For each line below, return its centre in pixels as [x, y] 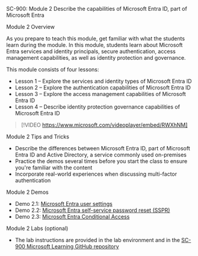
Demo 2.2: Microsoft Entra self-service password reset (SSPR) [92, 210]
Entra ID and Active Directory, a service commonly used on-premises [101, 155]
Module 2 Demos [28, 192]
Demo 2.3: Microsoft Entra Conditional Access [72, 216]
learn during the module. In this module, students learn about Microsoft [94, 45]
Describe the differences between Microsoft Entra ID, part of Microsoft [103, 148]
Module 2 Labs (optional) [37, 228]
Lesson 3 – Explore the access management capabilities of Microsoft [101, 94]
